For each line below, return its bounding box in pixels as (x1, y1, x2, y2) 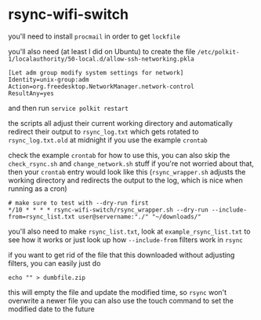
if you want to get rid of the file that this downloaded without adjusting (8, 250, 235, 259)
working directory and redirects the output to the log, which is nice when (8, 175, 243, 185)
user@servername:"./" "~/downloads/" (78, 212, 201, 221)
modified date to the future (8, 304, 96, 314)
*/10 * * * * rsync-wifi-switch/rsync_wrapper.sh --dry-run (8, 206, 209, 214)
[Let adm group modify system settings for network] (8, 68, 184, 76)
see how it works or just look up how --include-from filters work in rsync (8, 234, 243, 245)
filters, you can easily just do (8, 258, 101, 268)
